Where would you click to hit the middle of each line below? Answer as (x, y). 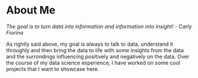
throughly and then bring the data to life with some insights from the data (95, 50)
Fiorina (15, 32)
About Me (31, 10)
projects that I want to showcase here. (53, 69)
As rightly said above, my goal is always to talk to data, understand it (90, 44)
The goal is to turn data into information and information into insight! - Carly (99, 26)
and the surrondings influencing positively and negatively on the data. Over (98, 56)
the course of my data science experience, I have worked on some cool (93, 63)
